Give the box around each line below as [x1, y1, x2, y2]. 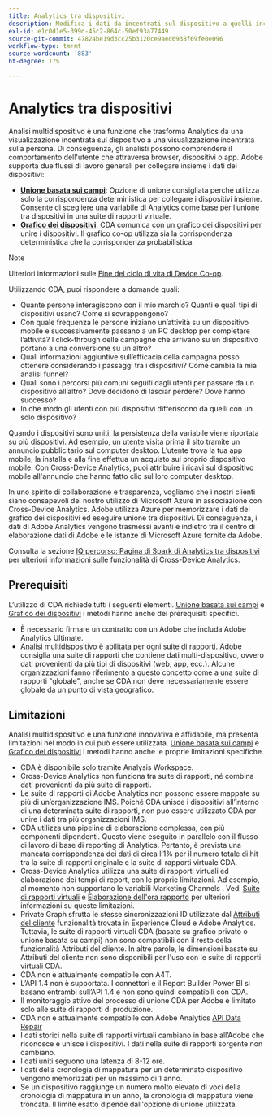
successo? [19, 395, 57, 405]
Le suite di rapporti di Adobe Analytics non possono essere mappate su [19, 789, 260, 798]
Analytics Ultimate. [19, 632, 84, 642]
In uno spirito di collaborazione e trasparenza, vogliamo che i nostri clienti [8, 487, 256, 497]
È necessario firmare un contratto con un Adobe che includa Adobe [19, 624, 246, 634]
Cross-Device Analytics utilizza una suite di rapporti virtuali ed [19, 867, 229, 876]
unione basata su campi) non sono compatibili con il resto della [19, 936, 232, 945]
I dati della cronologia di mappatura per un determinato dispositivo [19, 1065, 243, 1075]
